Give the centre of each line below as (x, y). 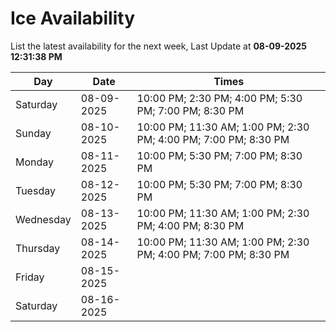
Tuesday (35, 190)
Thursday (38, 248)
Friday (30, 277)
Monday (35, 162)
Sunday (33, 133)
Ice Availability (72, 18)
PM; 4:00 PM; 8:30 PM (190, 225)
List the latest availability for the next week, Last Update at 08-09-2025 (159, 46)
